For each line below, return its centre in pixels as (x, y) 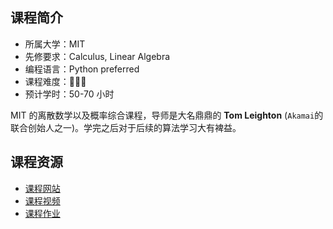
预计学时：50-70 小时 (69, 94)
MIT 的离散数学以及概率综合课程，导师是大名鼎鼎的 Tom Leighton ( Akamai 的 (167, 115)
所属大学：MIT (55, 44)
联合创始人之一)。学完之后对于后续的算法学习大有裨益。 (126, 127)
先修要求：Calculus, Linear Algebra (97, 56)
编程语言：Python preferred (82, 69)
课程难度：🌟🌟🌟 (55, 81)
